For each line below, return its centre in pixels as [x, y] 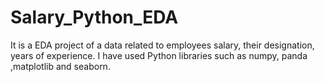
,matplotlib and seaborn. [60, 66]
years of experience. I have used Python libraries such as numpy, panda [159, 55]
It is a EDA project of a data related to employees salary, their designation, [162, 45]
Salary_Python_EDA [94, 17]
